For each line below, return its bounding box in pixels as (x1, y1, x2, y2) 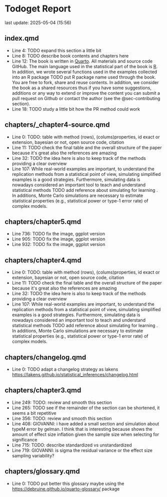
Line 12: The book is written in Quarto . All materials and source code (11, 58, 153, 64)
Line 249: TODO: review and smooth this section (11, 399, 112, 405)
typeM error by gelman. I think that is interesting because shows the (11, 426, 153, 432)
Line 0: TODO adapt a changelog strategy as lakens (11, 366, 118, 372)
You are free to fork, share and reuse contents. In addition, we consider (11, 79, 159, 85)
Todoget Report (4, 3, 71, 15)
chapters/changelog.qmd (4, 353, 86, 361)
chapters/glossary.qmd (4, 467, 80, 476)
